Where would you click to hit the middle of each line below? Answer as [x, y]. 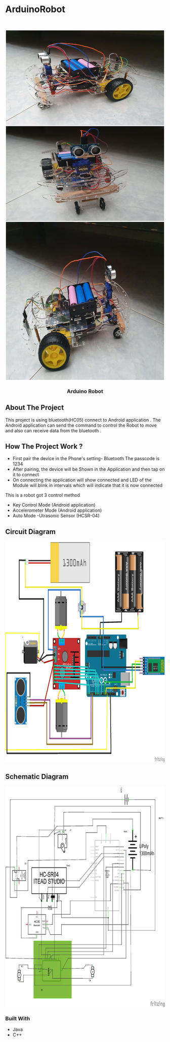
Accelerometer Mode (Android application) [57, 510]
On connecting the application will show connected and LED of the [82, 480]
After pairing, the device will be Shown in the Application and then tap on [89, 469]
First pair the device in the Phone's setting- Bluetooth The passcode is [86, 459]
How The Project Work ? [44, 447]
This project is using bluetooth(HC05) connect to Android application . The [83, 420]
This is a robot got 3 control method [42, 495]
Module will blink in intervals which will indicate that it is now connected [88, 485]
